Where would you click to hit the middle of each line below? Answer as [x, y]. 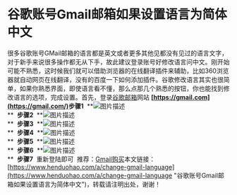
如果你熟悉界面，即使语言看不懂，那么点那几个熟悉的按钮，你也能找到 [121, 88]
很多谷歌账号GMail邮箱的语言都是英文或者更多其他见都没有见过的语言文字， [117, 53]
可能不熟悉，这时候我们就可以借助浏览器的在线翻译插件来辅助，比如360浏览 [118, 71]
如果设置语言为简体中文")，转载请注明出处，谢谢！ [87, 184]
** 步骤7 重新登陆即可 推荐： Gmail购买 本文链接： [81, 159]
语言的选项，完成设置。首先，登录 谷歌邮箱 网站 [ [83, 97]
